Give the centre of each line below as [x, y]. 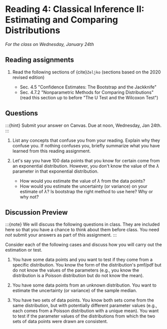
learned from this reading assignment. [52, 151]
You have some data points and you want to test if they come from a [83, 260]
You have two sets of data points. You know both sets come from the [83, 300]
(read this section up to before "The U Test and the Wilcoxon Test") [89, 97]
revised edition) [28, 77]
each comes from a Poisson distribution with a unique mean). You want [85, 311]
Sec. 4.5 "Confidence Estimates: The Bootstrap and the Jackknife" [88, 87]
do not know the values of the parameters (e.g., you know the [76, 270]
